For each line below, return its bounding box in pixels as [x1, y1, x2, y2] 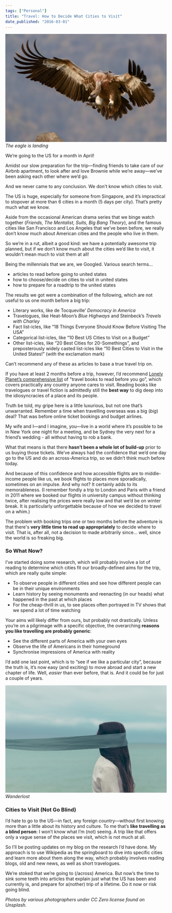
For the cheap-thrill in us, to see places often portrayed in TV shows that [12, 601, 166, 607]
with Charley [12, 318, 40, 324]
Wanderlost [5, 794, 30, 799]
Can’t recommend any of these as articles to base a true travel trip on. [5, 360, 153, 367]
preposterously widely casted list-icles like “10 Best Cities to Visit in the [12, 345, 163, 351]
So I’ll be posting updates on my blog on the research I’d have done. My [5, 844, 157, 850]
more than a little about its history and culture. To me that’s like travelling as [5, 823, 166, 829]
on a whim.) [5, 508, 30, 515]
